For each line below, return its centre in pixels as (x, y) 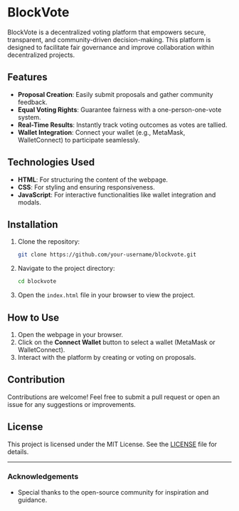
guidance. (32, 500)
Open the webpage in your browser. (70, 334)
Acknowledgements (43, 477)
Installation (33, 224)
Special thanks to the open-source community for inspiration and (113, 492)
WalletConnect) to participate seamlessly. (79, 140)
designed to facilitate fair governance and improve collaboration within (111, 47)
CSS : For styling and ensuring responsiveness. (86, 187)
